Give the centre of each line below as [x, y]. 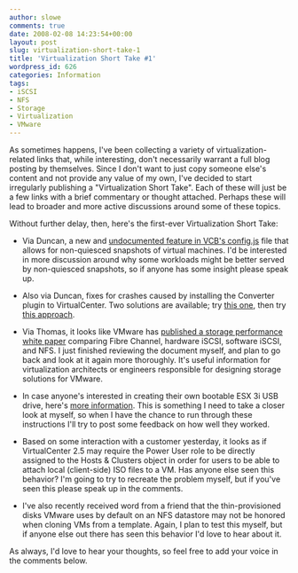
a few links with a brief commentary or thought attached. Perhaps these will [148, 197]
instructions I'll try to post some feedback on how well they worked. [146, 424]
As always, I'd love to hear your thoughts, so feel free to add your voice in [144, 551]
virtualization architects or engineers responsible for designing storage [152, 369]
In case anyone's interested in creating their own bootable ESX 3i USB [150, 396]
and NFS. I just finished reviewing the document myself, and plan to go [151, 350]
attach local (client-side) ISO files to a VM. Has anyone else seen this [148, 470]
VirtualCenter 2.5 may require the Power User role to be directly [138, 451]
